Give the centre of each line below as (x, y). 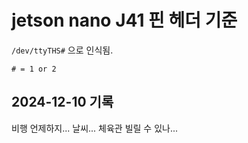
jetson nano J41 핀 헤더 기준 (124, 20)
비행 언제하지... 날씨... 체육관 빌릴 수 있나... (95, 128)
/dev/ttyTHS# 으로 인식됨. (62, 50)
